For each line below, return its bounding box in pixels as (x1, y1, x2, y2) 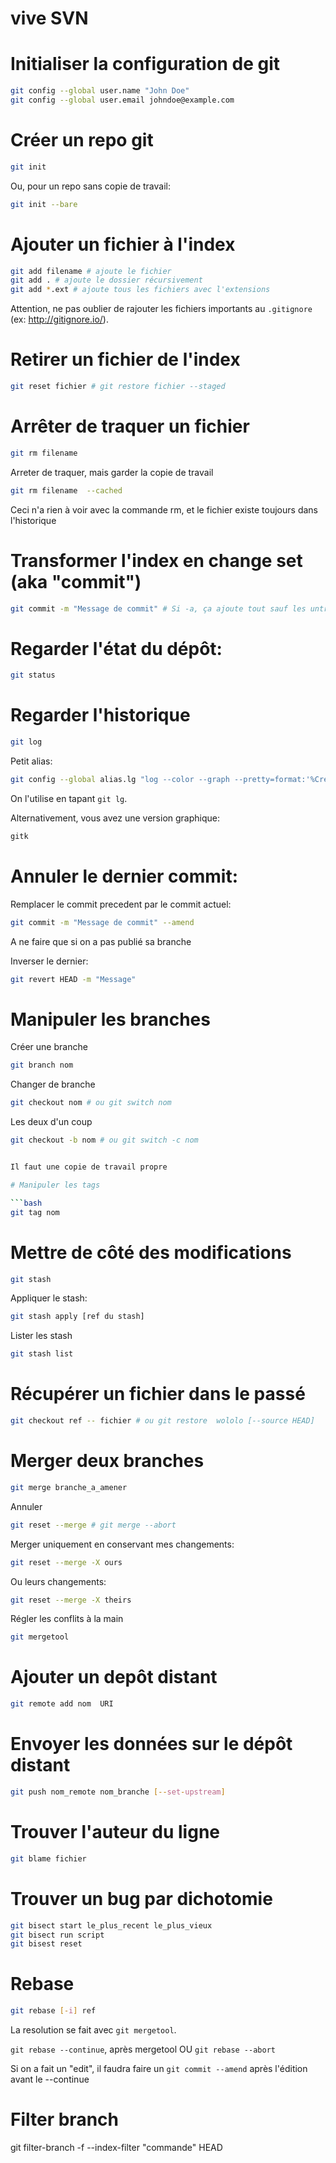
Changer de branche (10, 1078, 96, 1091)
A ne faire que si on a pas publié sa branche (10, 935, 192, 947)
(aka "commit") (10, 570, 142, 593)
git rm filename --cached (10, 485, 123, 496)
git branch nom (10, 1060, 74, 1071)
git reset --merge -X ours (10, 1557, 123, 1567)
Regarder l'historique (10, 704, 191, 727)
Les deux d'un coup (10, 1116, 93, 1128)
